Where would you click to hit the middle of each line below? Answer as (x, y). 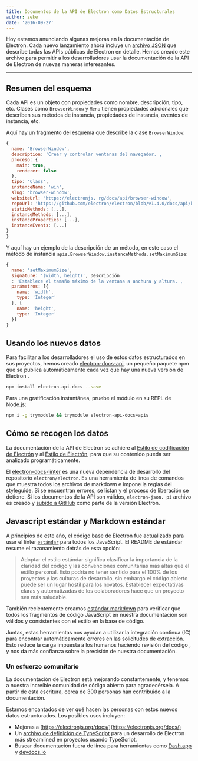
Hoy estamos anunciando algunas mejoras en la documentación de (88, 39)
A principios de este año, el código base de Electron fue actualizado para (95, 536)
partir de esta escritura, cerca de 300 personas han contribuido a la (88, 692)
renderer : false (37, 171)
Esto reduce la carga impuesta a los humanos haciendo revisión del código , (99, 644)
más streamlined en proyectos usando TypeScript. (76, 739)
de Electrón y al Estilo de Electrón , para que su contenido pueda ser (88, 454)
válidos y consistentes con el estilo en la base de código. (75, 621)
